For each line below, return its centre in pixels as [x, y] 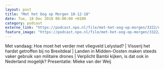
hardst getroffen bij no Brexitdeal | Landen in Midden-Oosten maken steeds [81, 51]
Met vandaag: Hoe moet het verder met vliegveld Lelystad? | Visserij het [78, 46]
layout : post [18, 9]
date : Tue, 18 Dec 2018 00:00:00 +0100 [46, 18]
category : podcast [24, 23]
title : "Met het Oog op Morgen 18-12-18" [48, 14]
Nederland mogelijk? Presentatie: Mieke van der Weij [58, 61]
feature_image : [20, 32]
